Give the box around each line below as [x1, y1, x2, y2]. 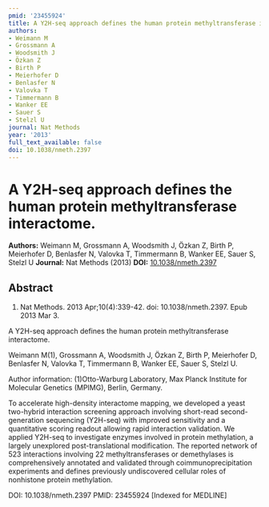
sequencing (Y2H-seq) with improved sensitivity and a [45, 416, 226, 425]
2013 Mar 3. [19, 311, 60, 320]
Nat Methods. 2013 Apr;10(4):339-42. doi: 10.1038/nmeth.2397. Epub [19, 302, 248, 312]
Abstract [8, 281, 54, 295]
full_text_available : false [8, 138, 102, 147]
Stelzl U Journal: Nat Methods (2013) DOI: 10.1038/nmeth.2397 [8, 258, 218, 268]
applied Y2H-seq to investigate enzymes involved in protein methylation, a [8, 433, 254, 442]
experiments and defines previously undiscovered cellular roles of [8, 466, 227, 477]
